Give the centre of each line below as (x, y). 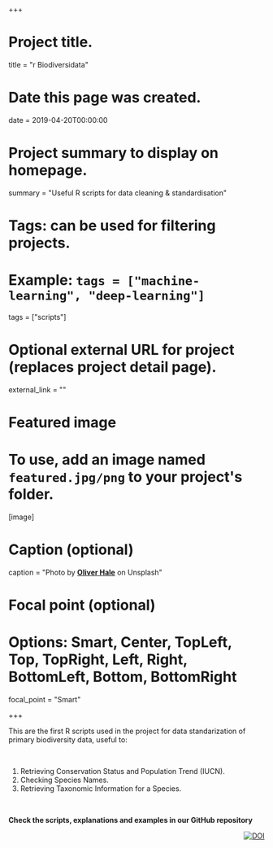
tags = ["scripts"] (37, 317)
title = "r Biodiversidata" (49, 64)
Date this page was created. (105, 98)
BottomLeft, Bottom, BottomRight (123, 677)
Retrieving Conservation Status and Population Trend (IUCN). (122, 772)
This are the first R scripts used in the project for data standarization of (127, 731)
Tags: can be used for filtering (112, 225)
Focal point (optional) (82, 605)
